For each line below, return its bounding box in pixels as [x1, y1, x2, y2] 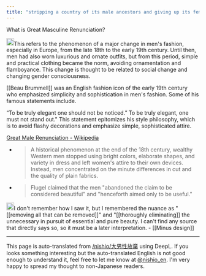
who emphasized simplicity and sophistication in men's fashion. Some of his [6, 91, 199, 98]
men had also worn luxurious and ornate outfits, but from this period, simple [6, 53, 198, 60]
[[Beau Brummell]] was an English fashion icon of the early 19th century [6, 84, 188, 92]
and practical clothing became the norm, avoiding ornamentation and [6, 59, 181, 67]
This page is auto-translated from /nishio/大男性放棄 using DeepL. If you [6, 242, 189, 250]
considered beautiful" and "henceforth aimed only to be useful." [30, 191, 193, 198]
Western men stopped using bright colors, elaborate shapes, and [30, 153, 195, 160]
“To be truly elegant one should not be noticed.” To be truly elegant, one [6, 109, 189, 117]
